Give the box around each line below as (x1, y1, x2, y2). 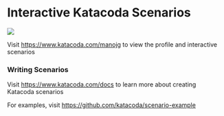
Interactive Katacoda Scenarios (7, 5, 191, 21)
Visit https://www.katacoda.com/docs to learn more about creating (7, 80, 197, 89)
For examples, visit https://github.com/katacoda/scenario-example (7, 101, 196, 109)
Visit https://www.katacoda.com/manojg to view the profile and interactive (7, 40, 218, 49)
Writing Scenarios (7, 65, 69, 74)
